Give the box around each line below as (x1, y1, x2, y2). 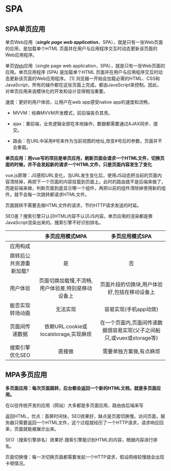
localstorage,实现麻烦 (40, 331, 92, 337)
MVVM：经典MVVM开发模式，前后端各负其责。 (12, 110, 113, 116)
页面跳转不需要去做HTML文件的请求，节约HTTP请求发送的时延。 (5, 202, 141, 208)
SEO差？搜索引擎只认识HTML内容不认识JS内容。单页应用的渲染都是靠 (5, 213, 153, 219)
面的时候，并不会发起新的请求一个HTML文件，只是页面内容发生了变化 (5, 162, 152, 167)
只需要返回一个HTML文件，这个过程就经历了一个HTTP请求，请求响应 (14, 419, 159, 426)
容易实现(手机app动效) (104, 306, 159, 312)
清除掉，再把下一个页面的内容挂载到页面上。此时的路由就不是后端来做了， (9, 179, 166, 185)
